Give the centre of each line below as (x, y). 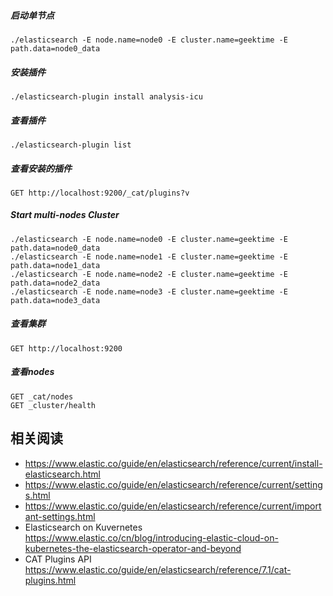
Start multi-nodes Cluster (65, 215)
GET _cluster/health (53, 405)
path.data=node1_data (55, 265)
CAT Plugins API (58, 559)
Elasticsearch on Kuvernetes (83, 527)
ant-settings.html (60, 516)
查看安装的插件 (41, 168)
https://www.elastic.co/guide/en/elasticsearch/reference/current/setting (173, 484)
